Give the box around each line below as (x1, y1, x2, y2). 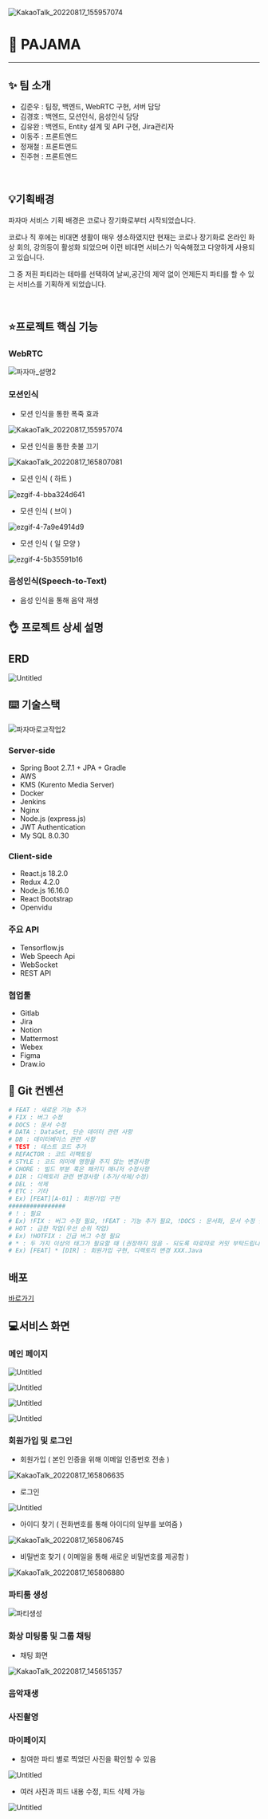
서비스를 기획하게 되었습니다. (16, 279, 107, 289)
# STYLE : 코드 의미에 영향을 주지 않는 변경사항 (8, 1158, 150, 1166)
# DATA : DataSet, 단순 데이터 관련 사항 (8, 1128, 133, 1136)
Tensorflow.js (19, 942, 65, 953)
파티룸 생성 (8, 1589, 49, 1600)
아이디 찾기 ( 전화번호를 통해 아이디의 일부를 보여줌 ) (19, 1520, 183, 1529)
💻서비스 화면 (8, 1319, 70, 1332)
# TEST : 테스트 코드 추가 (8, 1143, 86, 1151)
